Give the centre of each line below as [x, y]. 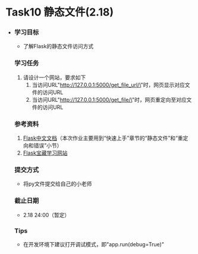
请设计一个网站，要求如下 [54, 77]
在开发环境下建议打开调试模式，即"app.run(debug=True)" [94, 244]
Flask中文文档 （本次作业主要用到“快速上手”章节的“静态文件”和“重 [103, 138]
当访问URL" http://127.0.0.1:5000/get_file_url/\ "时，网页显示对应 [109, 84]
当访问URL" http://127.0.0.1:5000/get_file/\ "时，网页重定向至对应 [109, 99]
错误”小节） [48, 146]
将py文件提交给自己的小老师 [57, 184]
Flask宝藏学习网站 [45, 153]
